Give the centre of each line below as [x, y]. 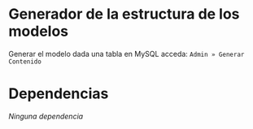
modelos [39, 31]
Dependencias [59, 94]
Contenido [25, 62]
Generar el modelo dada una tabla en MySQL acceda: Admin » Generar [126, 54]
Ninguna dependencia [46, 116]
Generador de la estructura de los [124, 14]
